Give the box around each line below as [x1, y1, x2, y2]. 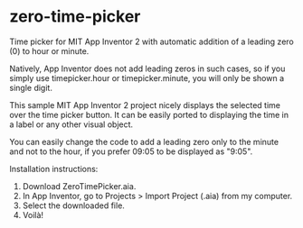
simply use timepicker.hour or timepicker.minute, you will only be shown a [9, 72, 285, 83]
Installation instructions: [9, 163, 99, 174]
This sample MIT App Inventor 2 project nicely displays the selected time [9, 99, 281, 110]
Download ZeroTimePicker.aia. [22, 180, 137, 191]
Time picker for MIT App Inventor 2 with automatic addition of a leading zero [9, 36, 294, 47]
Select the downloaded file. [22, 200, 125, 211]
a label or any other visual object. [9, 119, 134, 130]
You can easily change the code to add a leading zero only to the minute [9, 136, 279, 147]
